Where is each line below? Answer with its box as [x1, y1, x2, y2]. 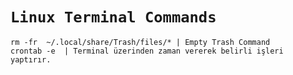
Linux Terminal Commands [10, 8, 217, 27]
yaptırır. [10, 54, 52, 65]
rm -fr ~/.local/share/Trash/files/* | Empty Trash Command [10, 37, 271, 47]
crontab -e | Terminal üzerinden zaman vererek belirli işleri [10, 46, 284, 56]
